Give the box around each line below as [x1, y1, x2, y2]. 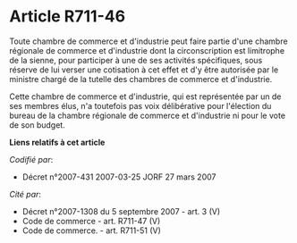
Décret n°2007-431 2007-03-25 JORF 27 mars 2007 [21, 172, 216, 182]
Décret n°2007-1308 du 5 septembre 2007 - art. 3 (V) [21, 205, 221, 216]
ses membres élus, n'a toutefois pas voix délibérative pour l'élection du [9, 100, 272, 111]
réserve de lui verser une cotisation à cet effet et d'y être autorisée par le [9, 64, 279, 75]
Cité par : [9, 189, 42, 199]
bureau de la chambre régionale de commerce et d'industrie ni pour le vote [9, 110, 286, 121]
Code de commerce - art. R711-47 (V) [21, 215, 161, 226]
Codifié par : [9, 154, 54, 164]
